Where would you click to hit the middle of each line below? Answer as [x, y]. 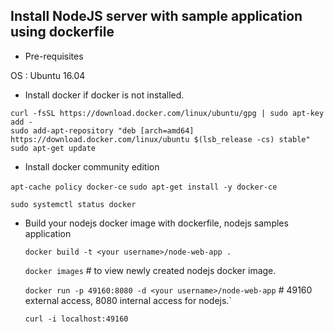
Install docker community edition [92, 166]
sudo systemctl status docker [73, 204]
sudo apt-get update [53, 148]
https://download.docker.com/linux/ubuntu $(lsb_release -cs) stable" [160, 139]
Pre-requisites [54, 56]
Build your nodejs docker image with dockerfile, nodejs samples [156, 223]
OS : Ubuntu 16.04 [48, 75]
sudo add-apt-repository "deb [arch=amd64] [102, 130]
